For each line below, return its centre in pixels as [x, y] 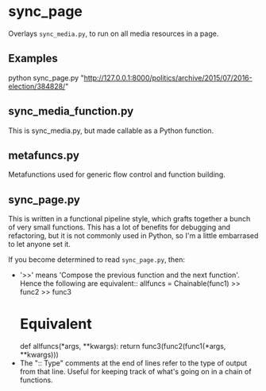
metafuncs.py [44, 155]
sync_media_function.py [71, 111]
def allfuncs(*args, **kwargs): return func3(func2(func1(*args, [123, 346]
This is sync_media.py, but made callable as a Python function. [111, 131]
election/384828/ [37, 86]
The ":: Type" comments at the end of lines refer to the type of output [133, 363]
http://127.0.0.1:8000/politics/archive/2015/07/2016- [168, 77]
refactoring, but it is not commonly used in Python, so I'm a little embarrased [133, 236]
